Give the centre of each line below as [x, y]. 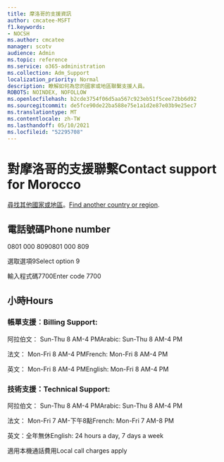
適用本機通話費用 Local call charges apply [67, 451]
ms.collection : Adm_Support [49, 73]
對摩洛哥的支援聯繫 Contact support [112, 169]
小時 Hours [30, 300]
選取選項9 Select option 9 [44, 261]
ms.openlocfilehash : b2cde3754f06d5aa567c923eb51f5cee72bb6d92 [102, 99]
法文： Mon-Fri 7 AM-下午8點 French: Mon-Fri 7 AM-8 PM [91, 421]
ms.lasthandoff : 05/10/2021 [49, 125]
